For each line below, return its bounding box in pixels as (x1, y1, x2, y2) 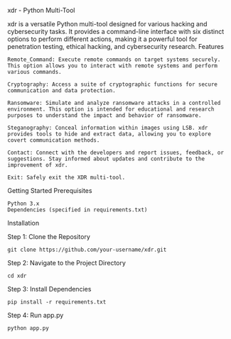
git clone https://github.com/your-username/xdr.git (7, 246, 167, 253)
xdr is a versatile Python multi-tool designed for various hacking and (7, 20, 208, 28)
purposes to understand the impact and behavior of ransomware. (7, 112, 202, 119)
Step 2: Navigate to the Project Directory (7, 259, 127, 267)
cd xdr (7, 272, 27, 279)
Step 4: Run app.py (7, 311, 64, 319)
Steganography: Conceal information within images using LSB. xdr (7, 124, 208, 131)
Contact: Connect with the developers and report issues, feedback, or (7, 149, 224, 156)
